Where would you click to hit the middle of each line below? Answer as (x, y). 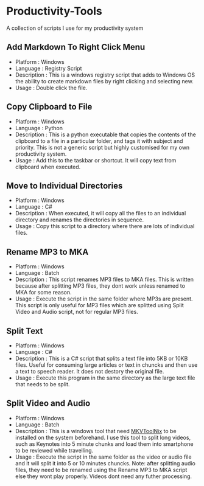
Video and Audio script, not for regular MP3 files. (76, 312)
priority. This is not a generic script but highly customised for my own (102, 147)
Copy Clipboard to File (49, 107)
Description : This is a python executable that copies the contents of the (105, 134)
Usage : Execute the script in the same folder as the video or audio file (103, 457)
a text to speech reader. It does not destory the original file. (90, 371)
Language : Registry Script (48, 68)
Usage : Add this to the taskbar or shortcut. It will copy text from (96, 160)
